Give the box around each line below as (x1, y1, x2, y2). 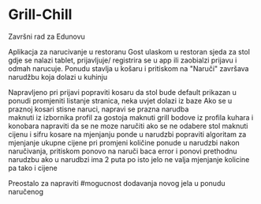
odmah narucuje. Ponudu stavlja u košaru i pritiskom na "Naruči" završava (8, 63, 249, 73)
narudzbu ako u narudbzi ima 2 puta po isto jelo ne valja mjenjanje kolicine (8, 154, 250, 164)
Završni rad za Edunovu (8, 32, 85, 41)
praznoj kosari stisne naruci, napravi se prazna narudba (8, 104, 189, 114)
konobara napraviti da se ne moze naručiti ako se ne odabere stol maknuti (8, 121, 248, 130)
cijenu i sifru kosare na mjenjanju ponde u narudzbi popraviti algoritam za (8, 129, 247, 139)
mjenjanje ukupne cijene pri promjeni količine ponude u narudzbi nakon (8, 138, 240, 147)
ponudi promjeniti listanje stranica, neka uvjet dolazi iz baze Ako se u (8, 96, 233, 105)
